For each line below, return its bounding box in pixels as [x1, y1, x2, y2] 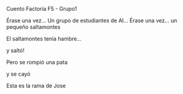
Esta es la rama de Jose [6, 82, 66, 89]
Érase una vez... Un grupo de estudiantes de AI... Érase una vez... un [6, 17, 178, 24]
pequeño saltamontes [6, 24, 61, 30]
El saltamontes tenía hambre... [6, 35, 82, 42]
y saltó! [6, 47, 25, 54]
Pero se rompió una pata [6, 59, 68, 65]
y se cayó [6, 70, 31, 78]
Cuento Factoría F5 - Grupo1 [6, 5, 77, 12]
